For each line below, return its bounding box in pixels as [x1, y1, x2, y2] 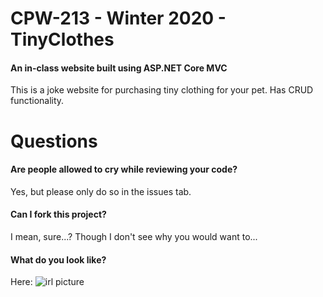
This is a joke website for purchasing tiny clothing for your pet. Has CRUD [10, 84, 314, 96]
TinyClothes [10, 28, 115, 51]
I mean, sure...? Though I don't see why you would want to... [10, 230, 258, 242]
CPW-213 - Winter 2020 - [10, 7, 227, 30]
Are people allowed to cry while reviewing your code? [10, 163, 238, 176]
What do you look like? [10, 253, 107, 266]
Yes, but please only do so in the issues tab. [10, 185, 192, 197]
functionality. [10, 95, 65, 107]
